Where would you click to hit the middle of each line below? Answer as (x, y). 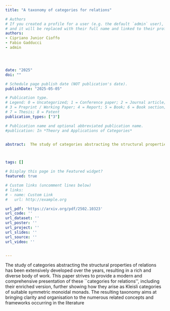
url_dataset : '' (22, 218)
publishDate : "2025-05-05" (34, 89)
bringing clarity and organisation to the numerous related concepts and (79, 297)
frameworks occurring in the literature (45, 303)
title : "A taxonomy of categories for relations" (59, 10)
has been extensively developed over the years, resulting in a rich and (78, 270)
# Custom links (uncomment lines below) (49, 185)
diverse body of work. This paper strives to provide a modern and (74, 276)
